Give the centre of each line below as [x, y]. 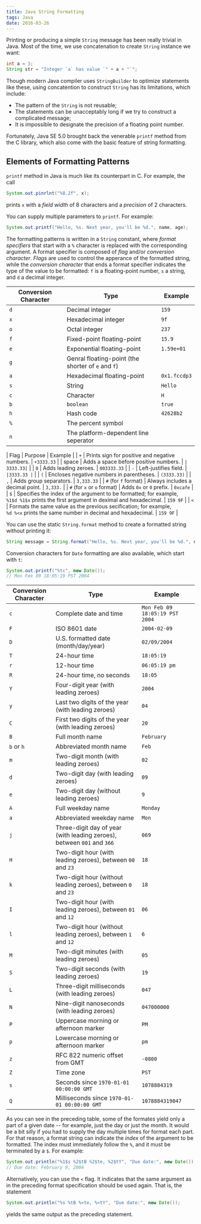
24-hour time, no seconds [93, 675]
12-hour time [75, 666]
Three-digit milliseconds [91, 986]
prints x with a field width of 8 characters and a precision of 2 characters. [97, 204]
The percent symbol [95, 423]
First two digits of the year [92, 720]
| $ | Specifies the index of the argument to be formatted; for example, [92, 493]
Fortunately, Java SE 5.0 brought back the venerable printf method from [96, 136]
